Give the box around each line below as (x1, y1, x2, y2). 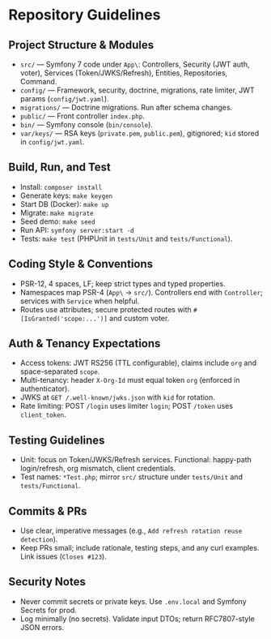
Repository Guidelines (8, 6, 161, 24)
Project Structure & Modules (8, 38, 155, 52)
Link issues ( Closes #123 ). (19, 551, 107, 561)
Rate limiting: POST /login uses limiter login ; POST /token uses (19, 401, 233, 411)
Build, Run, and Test (8, 161, 112, 174)
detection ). (19, 534, 58, 544)
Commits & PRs (8, 504, 87, 518)
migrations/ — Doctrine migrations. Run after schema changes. (19, 103, 233, 112)
